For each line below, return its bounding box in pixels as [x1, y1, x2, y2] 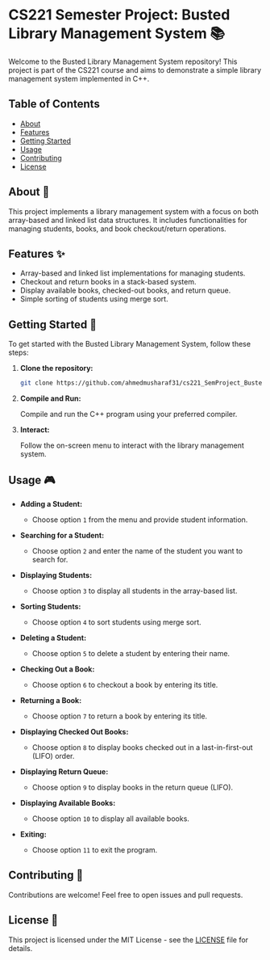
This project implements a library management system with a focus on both [8, 206, 260, 216]
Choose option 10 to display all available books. [31, 814, 189, 823]
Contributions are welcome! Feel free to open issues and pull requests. [8, 890, 243, 899]
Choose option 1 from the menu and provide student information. [31, 515, 248, 524]
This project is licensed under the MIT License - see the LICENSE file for [8, 935, 248, 945]
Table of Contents [8, 97, 101, 111]
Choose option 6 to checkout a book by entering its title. [31, 680, 218, 689]
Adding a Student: [19, 499, 83, 508]
